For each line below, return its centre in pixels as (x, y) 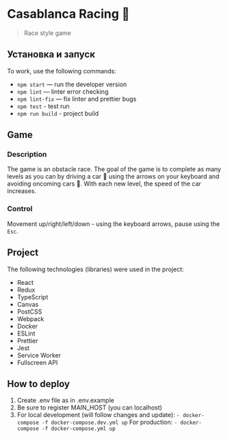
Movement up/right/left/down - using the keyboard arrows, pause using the (114, 224)
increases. (22, 191)
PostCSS (29, 312)
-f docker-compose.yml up (79, 429)
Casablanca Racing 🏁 (68, 14)
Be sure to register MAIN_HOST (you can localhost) (89, 407)
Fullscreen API (37, 362)
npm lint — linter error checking (63, 91)
